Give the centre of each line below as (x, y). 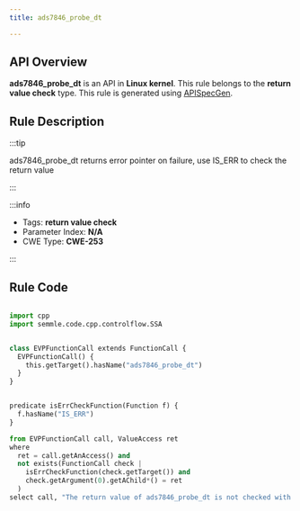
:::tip (18, 143)
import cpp (30, 316)
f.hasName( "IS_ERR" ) (56, 415)
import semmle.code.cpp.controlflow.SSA (86, 324)
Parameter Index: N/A (62, 232)
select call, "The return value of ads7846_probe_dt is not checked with (150, 497)
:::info (20, 205)
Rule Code (39, 287)
